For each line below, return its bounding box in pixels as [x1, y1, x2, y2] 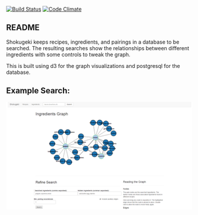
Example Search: [6, 86, 70, 96]
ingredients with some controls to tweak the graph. [6, 51, 130, 58]
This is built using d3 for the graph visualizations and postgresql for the [6, 62, 180, 69]
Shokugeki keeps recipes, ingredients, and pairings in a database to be [6, 38, 180, 45]
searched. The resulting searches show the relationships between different [6, 44, 190, 51]
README [6, 22, 40, 32]
